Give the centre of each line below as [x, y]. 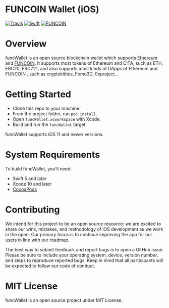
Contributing [33, 210]
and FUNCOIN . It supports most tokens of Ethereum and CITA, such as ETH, [84, 63]
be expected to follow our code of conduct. [50, 266]
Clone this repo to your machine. [46, 108]
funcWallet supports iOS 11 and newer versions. [54, 134]
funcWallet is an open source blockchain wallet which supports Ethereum [81, 58]
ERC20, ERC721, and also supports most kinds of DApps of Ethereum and [81, 68]
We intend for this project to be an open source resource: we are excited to [83, 224]
